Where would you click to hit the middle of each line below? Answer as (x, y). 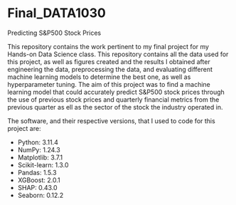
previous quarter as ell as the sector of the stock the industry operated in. (115, 107)
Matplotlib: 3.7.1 (40, 157)
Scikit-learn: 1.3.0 (43, 164)
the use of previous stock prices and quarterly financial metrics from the (113, 99)
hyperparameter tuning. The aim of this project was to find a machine (109, 84)
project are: (24, 128)
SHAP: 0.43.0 (38, 187)
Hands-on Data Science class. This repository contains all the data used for (118, 54)
